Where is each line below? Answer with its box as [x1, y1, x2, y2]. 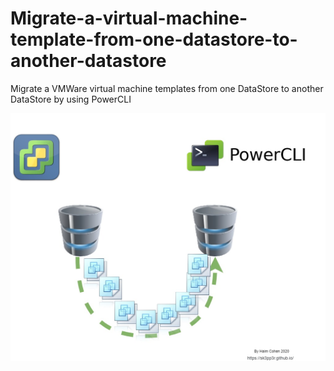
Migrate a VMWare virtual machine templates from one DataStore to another [10, 82, 324, 94]
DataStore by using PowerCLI [10, 93, 132, 105]
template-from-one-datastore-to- [10, 28, 298, 51]
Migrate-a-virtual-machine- [10, 7, 248, 30]
